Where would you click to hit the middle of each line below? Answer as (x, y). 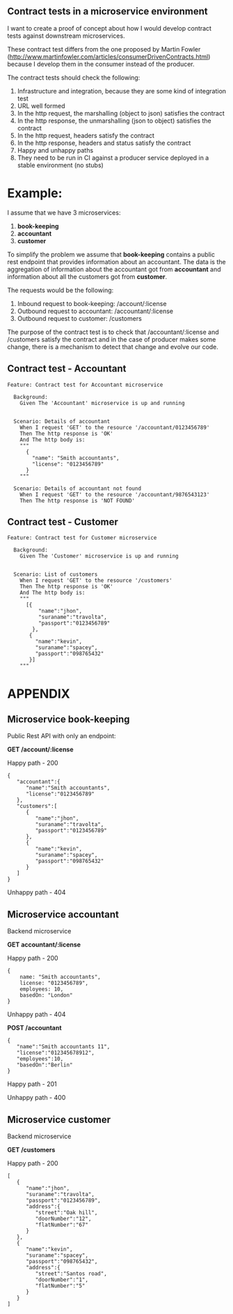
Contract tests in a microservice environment (107, 12)
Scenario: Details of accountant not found (77, 488)
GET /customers (31, 1150)
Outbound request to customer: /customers (80, 318)
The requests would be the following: (61, 290)
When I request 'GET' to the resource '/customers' (96, 581)
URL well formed (41, 106)
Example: (35, 193)
